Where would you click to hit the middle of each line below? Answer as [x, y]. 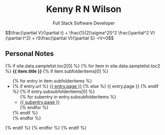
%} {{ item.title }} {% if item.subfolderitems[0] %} [57, 71]
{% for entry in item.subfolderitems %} [52, 80]
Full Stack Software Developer [84, 23]
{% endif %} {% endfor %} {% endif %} [46, 127]
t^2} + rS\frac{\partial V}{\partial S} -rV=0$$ [68, 38]
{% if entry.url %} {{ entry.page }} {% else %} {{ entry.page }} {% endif [85, 86]
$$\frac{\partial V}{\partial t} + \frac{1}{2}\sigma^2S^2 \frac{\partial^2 [77, 32]
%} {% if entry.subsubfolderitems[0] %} [53, 91]
